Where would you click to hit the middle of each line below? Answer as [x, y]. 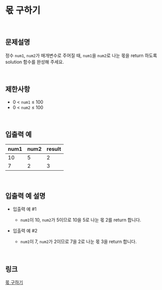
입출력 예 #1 [24, 209]
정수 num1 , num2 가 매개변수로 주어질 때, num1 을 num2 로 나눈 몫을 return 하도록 [81, 55]
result [54, 149]
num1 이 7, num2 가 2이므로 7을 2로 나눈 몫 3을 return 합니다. [78, 242]
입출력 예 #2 [25, 231]
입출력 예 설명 [25, 196]
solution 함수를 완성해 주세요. [35, 62]
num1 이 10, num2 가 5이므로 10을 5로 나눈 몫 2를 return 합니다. [81, 220]
